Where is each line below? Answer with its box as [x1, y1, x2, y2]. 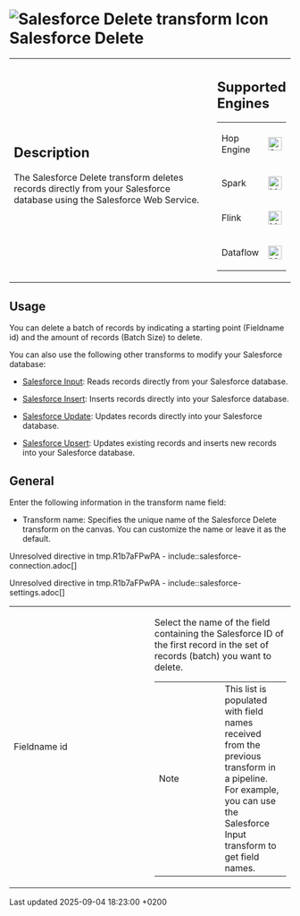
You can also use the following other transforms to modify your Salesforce [9, 349, 283, 360]
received [224, 728, 262, 741]
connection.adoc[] [9, 561, 78, 571]
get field [224, 851, 260, 863]
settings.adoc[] [9, 587, 65, 598]
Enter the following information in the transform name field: [9, 497, 227, 508]
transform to [224, 840, 277, 852]
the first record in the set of [154, 638, 270, 651]
